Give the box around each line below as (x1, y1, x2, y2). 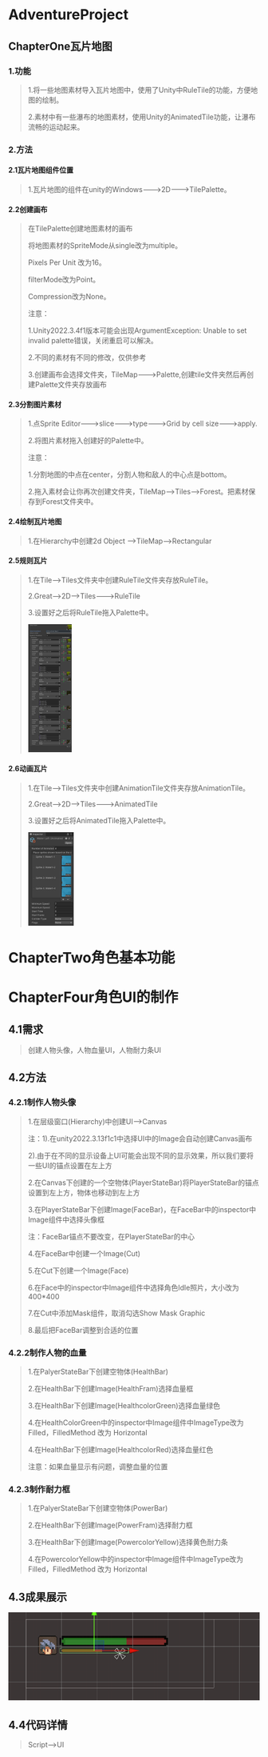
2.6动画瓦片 (8, 764, 48, 774)
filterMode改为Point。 (27, 274, 100, 285)
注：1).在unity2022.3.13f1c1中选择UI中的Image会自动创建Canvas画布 (27, 1134, 253, 1143)
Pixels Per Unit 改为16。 (27, 258, 106, 267)
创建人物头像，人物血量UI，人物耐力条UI (27, 1045, 162, 1055)
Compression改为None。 (27, 292, 111, 302)
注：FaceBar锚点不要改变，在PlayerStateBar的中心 (27, 1231, 195, 1241)
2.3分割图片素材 (8, 399, 62, 409)
